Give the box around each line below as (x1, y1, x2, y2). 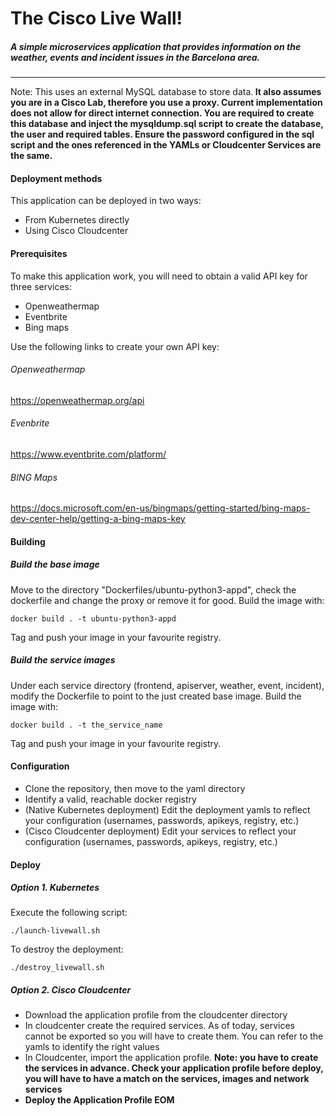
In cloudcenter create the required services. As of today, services (24, 1020, 295, 1032)
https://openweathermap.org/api (10, 394, 145, 406)
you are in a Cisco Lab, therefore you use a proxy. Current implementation (10, 97, 323, 109)
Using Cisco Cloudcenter (24, 225, 129, 237)
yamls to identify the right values (24, 1041, 160, 1053)
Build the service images (10, 654, 116, 666)
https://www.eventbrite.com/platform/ (10, 448, 167, 460)
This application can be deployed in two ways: (10, 195, 202, 207)
